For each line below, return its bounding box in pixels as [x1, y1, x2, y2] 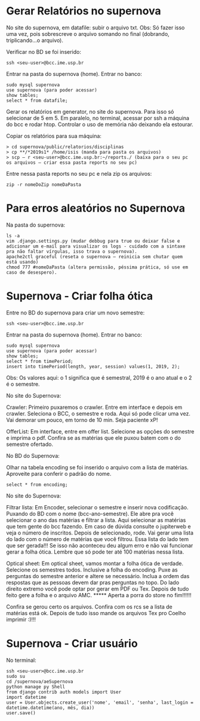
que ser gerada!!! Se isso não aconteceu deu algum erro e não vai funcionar [6, 542, 193, 549]
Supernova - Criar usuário [6, 637, 139, 650]
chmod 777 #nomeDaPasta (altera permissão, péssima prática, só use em [6, 264, 188, 270]
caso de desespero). [6, 269, 58, 276]
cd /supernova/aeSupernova [6, 679, 73, 685]
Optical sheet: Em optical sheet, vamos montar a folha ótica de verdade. [6, 560, 184, 567]
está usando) [6, 259, 39, 265]
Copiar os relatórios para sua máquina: [6, 132, 101, 139]
